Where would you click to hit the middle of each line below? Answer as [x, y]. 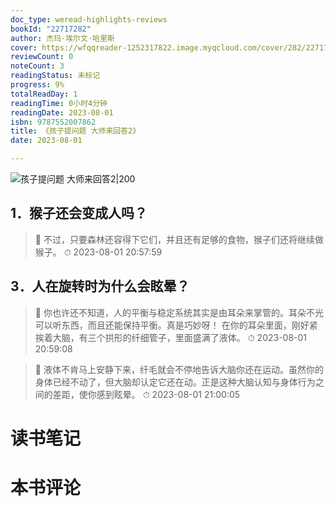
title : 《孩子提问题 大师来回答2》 [75, 131]
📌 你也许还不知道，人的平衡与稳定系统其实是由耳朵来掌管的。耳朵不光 [179, 312]
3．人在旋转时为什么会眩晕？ [100, 286]
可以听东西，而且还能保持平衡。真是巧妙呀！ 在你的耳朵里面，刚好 [172, 325]
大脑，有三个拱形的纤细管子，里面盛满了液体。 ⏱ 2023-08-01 [180, 337]
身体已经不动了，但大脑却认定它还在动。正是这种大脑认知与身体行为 [175, 382]
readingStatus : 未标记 [55, 76]
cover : [24, 47]
